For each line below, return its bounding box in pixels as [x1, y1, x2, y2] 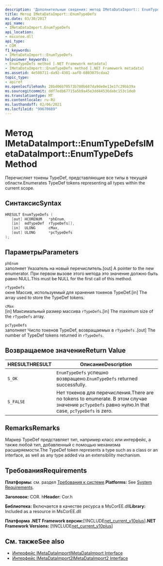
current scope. [5, 185, 35, 191]
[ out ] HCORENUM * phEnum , [11, 217, 66, 221]
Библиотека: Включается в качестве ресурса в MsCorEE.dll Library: [5, 503, 146, 509]
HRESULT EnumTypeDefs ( [5, 212, 53, 217]
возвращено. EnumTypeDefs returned [56, 375, 138, 382]
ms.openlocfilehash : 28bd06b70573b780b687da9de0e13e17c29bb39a [5, 84, 136, 89]
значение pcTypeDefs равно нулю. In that [56, 401, 149, 408]
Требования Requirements [5, 466, 87, 475]
